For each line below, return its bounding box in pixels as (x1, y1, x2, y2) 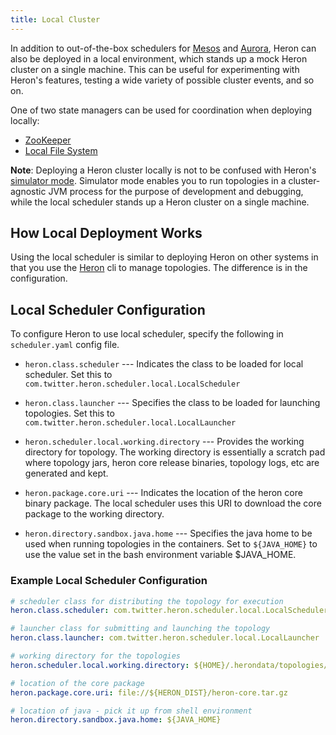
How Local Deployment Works (10, 225, 203, 242)
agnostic (10, 185, 47, 197)
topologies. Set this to (24, 407, 115, 420)
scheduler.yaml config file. (10, 339, 120, 351)
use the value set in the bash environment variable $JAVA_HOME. (24, 549, 297, 561)
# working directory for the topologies (10, 651, 182, 661)
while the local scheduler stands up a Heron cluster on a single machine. (10, 196, 310, 208)
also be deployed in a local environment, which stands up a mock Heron (10, 52, 308, 65)
